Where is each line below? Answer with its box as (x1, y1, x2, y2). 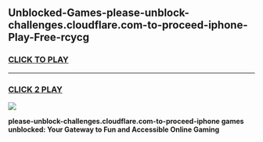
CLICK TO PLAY (8, 54, 69, 65)
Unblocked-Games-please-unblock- (8, 6, 190, 20)
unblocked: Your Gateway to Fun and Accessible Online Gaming (8, 125, 220, 134)
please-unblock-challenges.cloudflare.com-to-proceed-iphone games (8, 116, 244, 126)
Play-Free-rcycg (8, 31, 90, 44)
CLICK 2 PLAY (8, 84, 63, 95)
